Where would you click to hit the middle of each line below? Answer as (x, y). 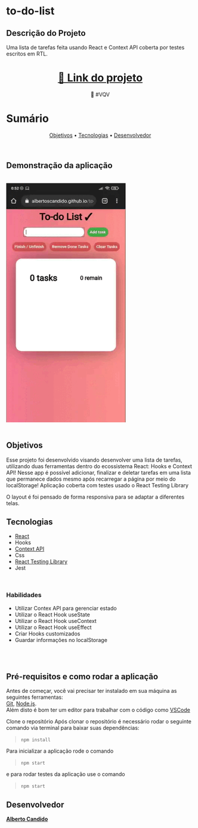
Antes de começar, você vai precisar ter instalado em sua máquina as (92, 691)
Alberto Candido (27, 819)
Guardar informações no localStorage (61, 640)
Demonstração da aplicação (59, 166)
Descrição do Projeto (46, 33)
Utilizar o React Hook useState (52, 615)
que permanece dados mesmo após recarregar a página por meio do (91, 479)
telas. (13, 503)
